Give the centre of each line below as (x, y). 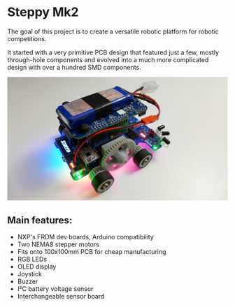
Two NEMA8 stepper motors (58, 244)
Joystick (29, 274)
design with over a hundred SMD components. (74, 67)
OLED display (37, 267)
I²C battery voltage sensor (55, 289)
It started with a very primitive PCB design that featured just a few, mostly (113, 52)
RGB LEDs (32, 260)
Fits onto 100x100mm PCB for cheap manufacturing (92, 252)
